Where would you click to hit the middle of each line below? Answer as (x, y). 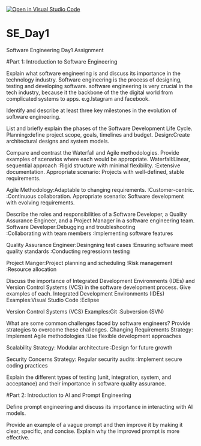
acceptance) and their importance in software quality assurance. (86, 383)
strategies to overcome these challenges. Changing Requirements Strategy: (100, 329)
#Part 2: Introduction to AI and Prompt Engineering (69, 395)
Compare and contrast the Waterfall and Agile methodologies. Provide (93, 152)
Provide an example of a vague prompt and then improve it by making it (94, 424)
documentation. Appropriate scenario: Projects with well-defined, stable (95, 171)
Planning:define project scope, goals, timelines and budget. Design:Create (98, 134)
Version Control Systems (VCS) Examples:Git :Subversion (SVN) (85, 311)
